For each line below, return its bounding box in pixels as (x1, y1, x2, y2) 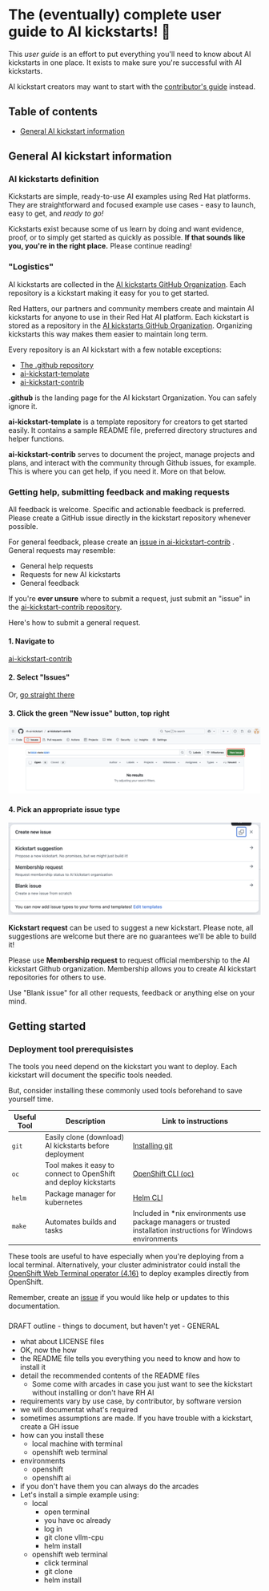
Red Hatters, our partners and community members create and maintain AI (8, 303, 255, 313)
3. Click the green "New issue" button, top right (8, 709, 170, 718)
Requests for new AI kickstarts (19, 570, 122, 579)
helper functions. (8, 434, 65, 443)
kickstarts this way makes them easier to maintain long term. (8, 329, 208, 338)
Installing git (132, 1141, 173, 1151)
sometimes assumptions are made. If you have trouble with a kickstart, (19, 1413, 254, 1423)
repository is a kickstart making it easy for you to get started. (8, 288, 210, 297)
